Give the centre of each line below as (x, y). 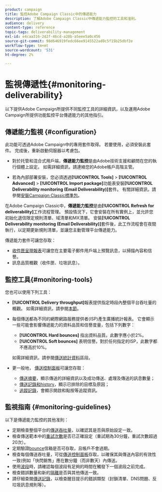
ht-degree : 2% (19, 55)
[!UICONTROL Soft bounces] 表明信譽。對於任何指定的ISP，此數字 (86, 341)
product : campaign (23, 9)
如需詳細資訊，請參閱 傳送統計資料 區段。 (52, 358)
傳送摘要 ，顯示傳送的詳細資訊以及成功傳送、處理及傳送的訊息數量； (87, 378)
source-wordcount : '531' (30, 50)
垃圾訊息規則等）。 (30, 484)
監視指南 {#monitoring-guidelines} (58, 407)
